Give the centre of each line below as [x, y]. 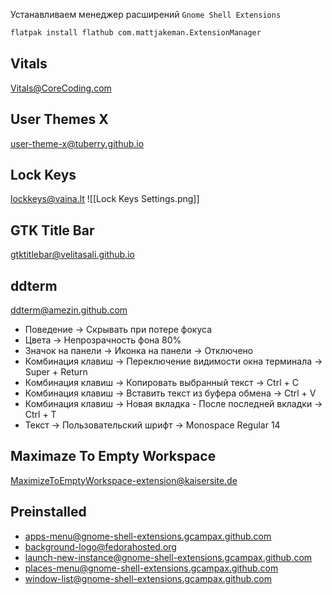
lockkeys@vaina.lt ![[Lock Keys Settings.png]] [105, 199]
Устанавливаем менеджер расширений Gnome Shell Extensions [146, 14]
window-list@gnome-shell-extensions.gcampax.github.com [148, 578]
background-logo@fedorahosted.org [100, 546]
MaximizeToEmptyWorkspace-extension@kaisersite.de [124, 480]
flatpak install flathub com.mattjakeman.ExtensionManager [136, 33]
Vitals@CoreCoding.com [61, 88]
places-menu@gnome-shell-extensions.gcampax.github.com [151, 568]
